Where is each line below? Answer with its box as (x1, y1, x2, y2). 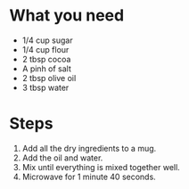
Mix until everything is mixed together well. (21, 161, 180, 172)
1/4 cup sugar (21, 35, 73, 45)
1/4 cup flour (21, 44, 70, 54)
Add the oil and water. (21, 152, 103, 163)
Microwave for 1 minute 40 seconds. (21, 171, 156, 182)
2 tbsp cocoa (21, 53, 71, 64)
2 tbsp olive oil (21, 72, 77, 83)
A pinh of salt (21, 63, 71, 74)
